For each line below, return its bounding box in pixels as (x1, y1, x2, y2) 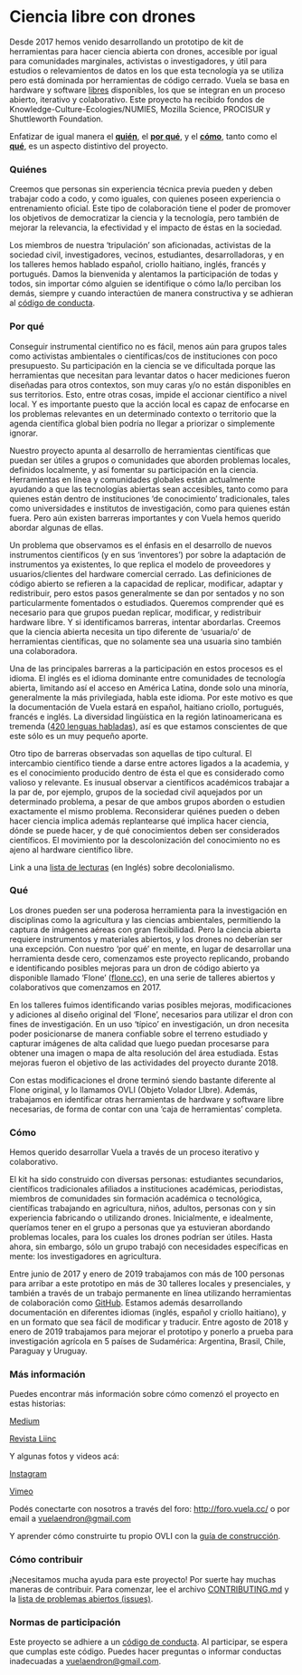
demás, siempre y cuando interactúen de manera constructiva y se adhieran (9, 288, 294, 299)
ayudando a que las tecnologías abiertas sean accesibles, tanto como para (9, 483, 288, 495)
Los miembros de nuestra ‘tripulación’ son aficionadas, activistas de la (9, 240, 271, 251)
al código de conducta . (9, 297, 96, 309)
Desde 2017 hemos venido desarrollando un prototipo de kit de (9, 36, 244, 47)
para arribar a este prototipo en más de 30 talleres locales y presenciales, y (9, 1278, 291, 1289)
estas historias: (9, 1398, 66, 1410)
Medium (9, 1416, 41, 1427)
